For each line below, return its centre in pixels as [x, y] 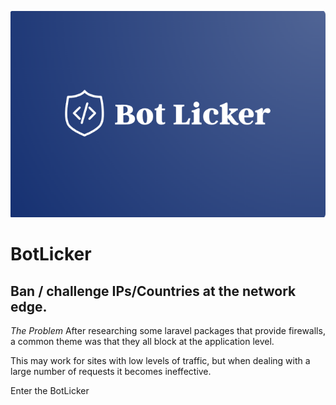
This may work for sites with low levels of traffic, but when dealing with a [160, 361]
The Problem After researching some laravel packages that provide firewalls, [168, 331]
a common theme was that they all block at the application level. [142, 342]
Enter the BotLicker [50, 391]
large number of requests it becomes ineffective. [111, 372]
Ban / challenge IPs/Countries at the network [153, 291]
